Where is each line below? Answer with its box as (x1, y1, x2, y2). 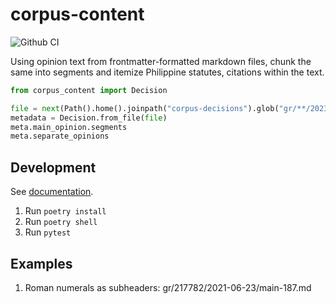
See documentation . (10, 186, 94, 198)
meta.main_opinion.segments (10, 122, 128, 132)
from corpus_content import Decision (10, 85, 168, 95)
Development (10, 159, 97, 176)
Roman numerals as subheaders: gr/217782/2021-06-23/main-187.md (24, 281, 312, 293)
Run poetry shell (24, 216, 98, 228)
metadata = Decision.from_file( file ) (10, 113, 168, 123)
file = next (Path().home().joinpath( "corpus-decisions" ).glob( (10, 103, 280, 113)
